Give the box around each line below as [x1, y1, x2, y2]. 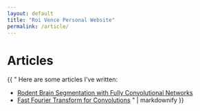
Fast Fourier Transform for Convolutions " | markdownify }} [16, 96, 184, 104]
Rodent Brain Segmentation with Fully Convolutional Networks [16, 89, 194, 97]
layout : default [7, 10, 54, 17]
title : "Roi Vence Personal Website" [7, 17, 115, 23]
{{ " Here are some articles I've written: [7, 75, 118, 83]
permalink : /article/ [7, 23, 69, 30]
